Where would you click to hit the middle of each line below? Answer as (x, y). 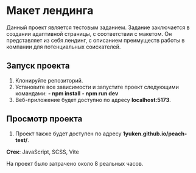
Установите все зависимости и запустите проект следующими (97, 87)
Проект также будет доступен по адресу (68, 134)
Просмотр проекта (44, 119)
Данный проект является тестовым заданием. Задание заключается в (98, 27)
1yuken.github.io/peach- (155, 134)
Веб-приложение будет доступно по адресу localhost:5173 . (93, 100)
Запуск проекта (38, 66)
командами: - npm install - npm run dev (67, 93)
